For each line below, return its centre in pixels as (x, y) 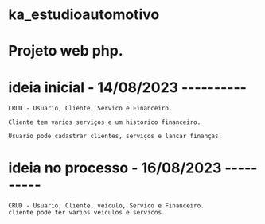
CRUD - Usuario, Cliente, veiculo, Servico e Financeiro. (106, 206)
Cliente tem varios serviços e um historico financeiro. (105, 122)
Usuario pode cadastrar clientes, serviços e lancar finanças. (115, 137)
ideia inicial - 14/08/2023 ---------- (127, 87)
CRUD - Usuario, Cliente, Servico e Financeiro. (90, 109)
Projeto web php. (66, 51)
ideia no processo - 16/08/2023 (115, 168)
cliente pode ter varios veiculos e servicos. (87, 213)
